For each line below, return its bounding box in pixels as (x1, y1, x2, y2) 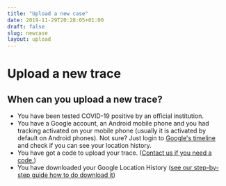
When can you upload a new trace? (7, 93, 163, 105)
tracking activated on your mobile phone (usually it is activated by (17, 126, 207, 135)
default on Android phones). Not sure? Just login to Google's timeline (17, 134, 216, 142)
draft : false (7, 23, 45, 30)
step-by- (193, 164, 219, 172)
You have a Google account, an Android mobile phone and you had (17, 119, 210, 128)
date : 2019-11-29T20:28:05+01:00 (7, 17, 104, 24)
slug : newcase (7, 29, 49, 37)
